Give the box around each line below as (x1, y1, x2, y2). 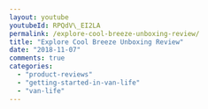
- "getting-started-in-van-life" (17, 78, 141, 87)
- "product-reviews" (17, 70, 93, 79)
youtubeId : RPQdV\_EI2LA (9, 21, 101, 30)
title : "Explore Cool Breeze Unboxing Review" (9, 37, 184, 47)
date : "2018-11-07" (9, 46, 81, 54)
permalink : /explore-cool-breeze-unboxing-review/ (9, 29, 200, 38)
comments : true (9, 54, 65, 62)
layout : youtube (9, 12, 69, 22)
